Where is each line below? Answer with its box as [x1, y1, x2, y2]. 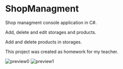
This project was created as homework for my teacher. [5, 48, 118, 54]
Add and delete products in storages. [5, 38, 82, 45]
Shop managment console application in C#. [5, 19, 97, 25]
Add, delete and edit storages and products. [5, 29, 96, 35]
